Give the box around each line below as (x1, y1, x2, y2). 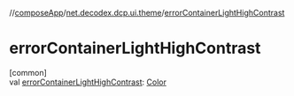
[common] (9, 67, 47, 78)
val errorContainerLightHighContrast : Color (9, 77, 166, 87)
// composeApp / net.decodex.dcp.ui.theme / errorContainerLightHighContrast (9, 8, 285, 18)
